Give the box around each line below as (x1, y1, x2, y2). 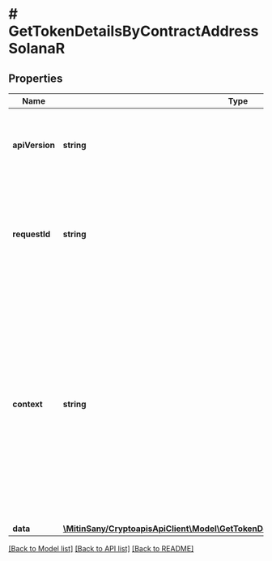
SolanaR (8, 40, 66, 57)
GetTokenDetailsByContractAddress (8, 22, 259, 40)
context (12, 398, 43, 410)
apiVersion (12, 139, 55, 151)
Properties (8, 71, 63, 85)
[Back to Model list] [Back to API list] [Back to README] (8, 544, 194, 553)
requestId (12, 228, 51, 240)
